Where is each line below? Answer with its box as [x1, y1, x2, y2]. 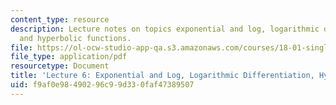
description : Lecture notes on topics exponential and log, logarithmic [10, 24, 320, 34]
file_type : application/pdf [10, 52, 128, 62]
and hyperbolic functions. [19, 33, 132, 43]
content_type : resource [10, 14, 110, 25]
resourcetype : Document [10, 61, 110, 71]
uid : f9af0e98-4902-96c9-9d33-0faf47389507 [10, 80, 195, 90]
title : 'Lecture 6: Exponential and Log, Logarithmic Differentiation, [10, 71, 315, 81]
